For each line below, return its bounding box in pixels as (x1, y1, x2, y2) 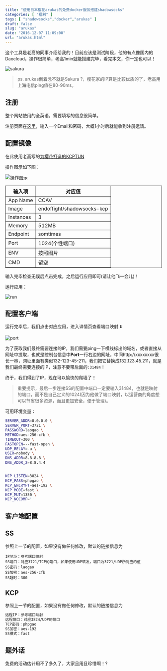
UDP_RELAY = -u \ (5, 446, 37, 451)
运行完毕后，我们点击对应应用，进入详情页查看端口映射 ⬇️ (5, 324, 123, 330)
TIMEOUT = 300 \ (5, 437, 35, 442)
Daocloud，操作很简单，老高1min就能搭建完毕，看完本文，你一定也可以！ (5, 55, 156, 61)
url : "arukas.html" (5, 35, 46, 40)
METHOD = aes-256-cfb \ (5, 432, 50, 437)
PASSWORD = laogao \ (5, 428, 43, 433)
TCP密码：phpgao (5, 622, 37, 627)
